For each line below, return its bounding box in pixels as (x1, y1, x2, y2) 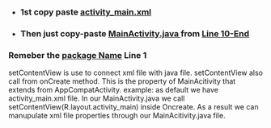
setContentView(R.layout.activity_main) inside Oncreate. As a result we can (8, 102, 259, 112)
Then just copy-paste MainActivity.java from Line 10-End (19, 27, 249, 39)
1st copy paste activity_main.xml (19, 6, 152, 18)
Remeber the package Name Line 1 (8, 49, 147, 60)
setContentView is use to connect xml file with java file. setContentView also (8, 68, 263, 78)
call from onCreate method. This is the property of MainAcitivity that (8, 76, 236, 86)
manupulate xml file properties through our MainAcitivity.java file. (8, 111, 226, 121)
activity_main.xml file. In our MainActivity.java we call (8, 93, 185, 103)
